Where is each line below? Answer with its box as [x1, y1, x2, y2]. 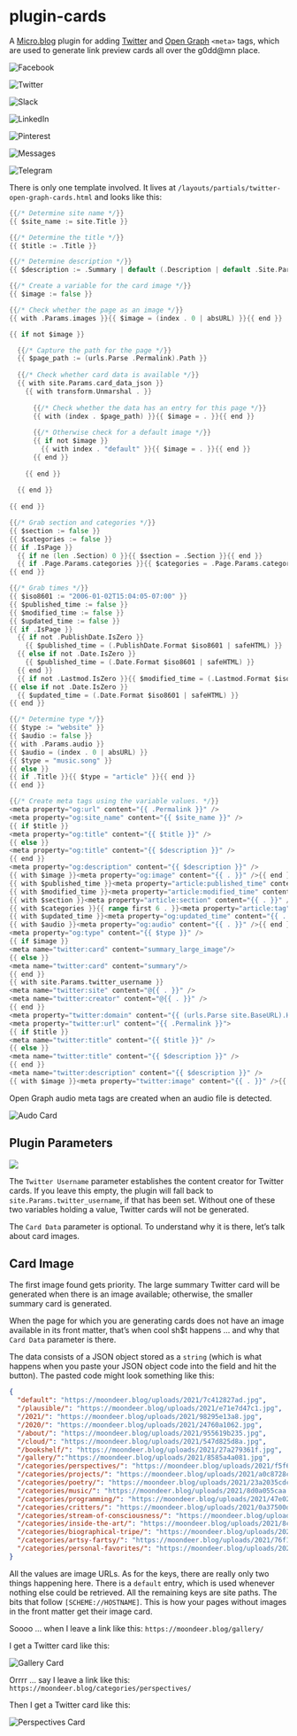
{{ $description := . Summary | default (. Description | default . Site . [9, 266, 279, 275]
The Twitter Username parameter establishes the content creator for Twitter [9, 1175, 285, 1186]
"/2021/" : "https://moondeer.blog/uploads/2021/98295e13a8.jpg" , [17, 1413, 263, 1422]
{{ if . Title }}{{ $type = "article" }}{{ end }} [9, 772, 196, 781]
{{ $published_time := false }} [9, 600, 128, 608]
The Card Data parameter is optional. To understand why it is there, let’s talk [9, 1221, 286, 1232]
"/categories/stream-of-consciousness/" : [17, 1511, 172, 1520]
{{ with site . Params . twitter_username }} [9, 978, 164, 987]
